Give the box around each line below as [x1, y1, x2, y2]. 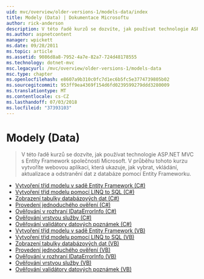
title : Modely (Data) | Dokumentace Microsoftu [6, 15, 129, 21]
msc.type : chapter [6, 71, 53, 77]
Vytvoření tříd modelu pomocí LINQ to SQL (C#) [15, 189, 135, 196]
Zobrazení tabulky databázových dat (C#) [15, 195, 120, 202]
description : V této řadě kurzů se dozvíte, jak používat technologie [6, 25, 189, 32]
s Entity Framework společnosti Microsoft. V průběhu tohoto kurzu [21, 157, 188, 164]
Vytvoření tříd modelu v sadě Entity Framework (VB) [15, 227, 146, 234]
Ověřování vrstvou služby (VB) [15, 259, 92, 267]
